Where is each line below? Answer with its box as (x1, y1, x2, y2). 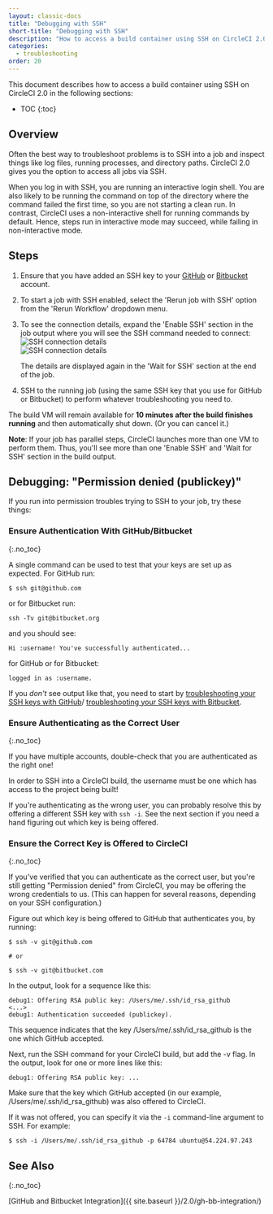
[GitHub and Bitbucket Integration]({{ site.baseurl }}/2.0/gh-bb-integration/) (8, 1196, 262, 1206)
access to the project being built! (8, 784, 119, 794)
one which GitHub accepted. (8, 1033, 104, 1043)
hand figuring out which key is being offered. (8, 817, 158, 827)
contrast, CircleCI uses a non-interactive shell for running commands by (8, 208, 250, 218)
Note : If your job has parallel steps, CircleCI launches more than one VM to (8, 434, 259, 444)
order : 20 (8, 58, 42, 66)
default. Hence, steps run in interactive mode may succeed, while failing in (8, 216, 258, 226)
